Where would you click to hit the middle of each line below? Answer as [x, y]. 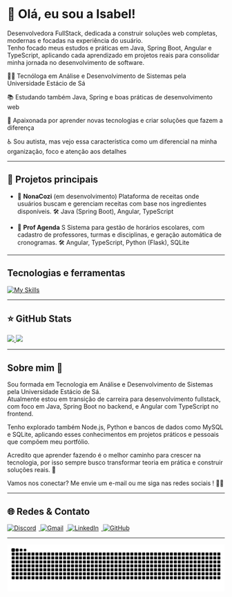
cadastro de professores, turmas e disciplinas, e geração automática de [119, 235]
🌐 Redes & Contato [49, 511]
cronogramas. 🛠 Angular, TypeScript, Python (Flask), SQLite [103, 242]
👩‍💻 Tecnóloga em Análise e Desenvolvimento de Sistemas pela [97, 76]
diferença [21, 128]
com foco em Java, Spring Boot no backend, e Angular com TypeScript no [113, 407]
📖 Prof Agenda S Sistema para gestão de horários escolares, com [111, 227]
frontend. [20, 414]
